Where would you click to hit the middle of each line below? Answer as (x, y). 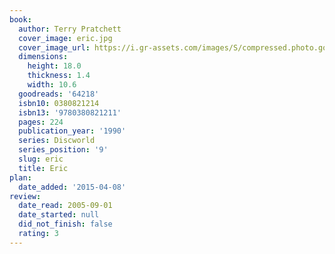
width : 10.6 (52, 85)
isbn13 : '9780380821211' (70, 112)
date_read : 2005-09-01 (65, 206)
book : (20, 19)
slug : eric (41, 159)
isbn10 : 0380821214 (59, 103)
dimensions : (43, 57)
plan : (20, 177)
